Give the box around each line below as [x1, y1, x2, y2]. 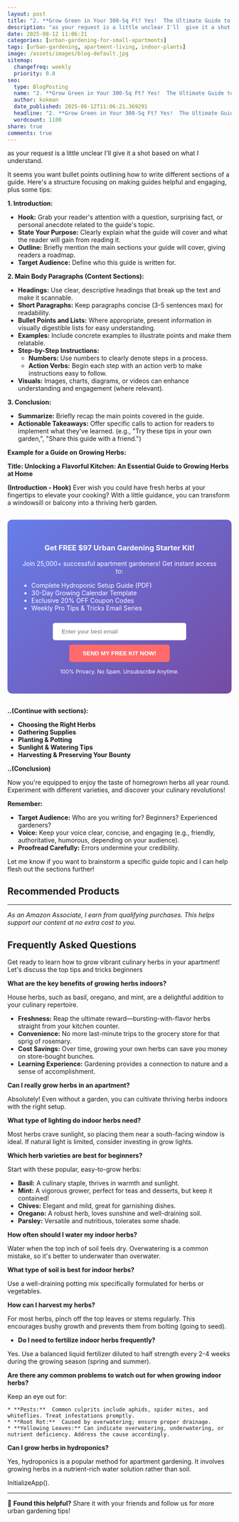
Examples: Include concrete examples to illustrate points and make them [17, 332, 232, 340]
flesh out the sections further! [7, 865, 95, 873]
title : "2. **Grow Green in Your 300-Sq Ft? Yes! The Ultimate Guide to [7, 17, 231, 24]
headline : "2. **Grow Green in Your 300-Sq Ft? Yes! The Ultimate [14, 110, 218, 117]
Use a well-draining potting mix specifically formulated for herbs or [7, 1279, 204, 1288]
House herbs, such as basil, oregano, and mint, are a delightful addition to [7, 993, 224, 1002]
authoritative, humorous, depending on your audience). [17, 835, 180, 844]
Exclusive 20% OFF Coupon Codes [31, 596, 134, 605]
